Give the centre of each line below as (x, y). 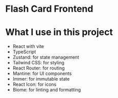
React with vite (28, 46)
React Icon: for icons (34, 84)
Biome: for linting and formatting (47, 90)
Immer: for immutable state (41, 79)
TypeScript (24, 52)
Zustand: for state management (46, 57)
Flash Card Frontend (49, 9)
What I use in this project (59, 32)
